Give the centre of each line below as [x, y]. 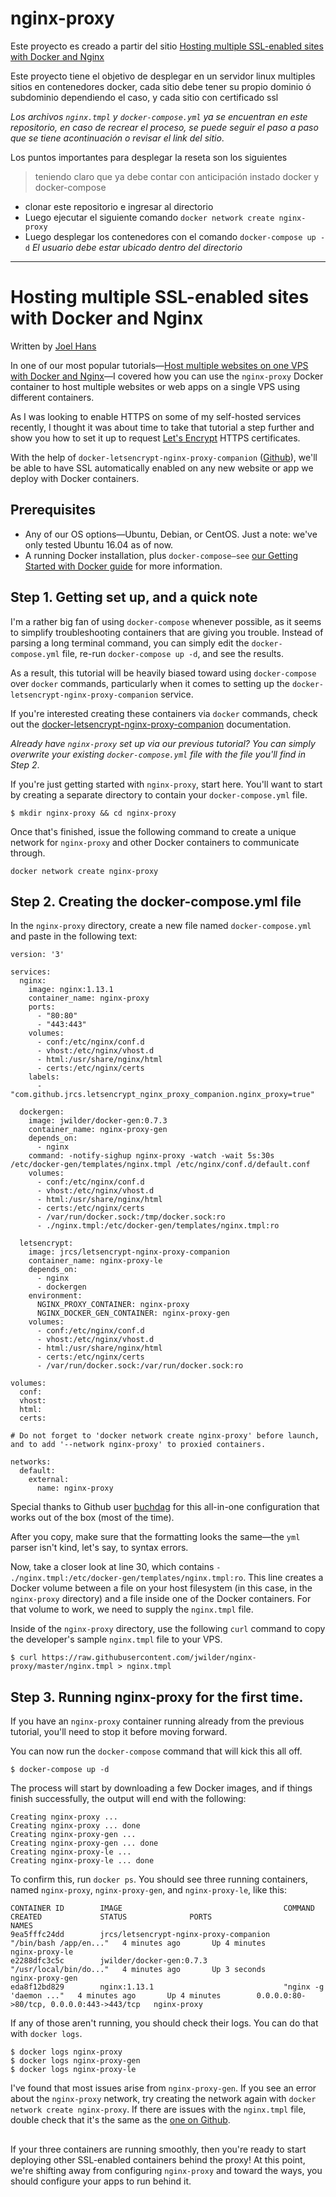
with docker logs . [46, 2034]
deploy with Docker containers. [75, 478]
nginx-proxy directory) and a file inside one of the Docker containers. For [161, 1599]
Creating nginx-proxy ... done [75, 1826]
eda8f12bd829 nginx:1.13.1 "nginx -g [167, 1987]
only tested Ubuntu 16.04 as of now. [99, 544]
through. [28, 853]
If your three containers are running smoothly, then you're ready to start [158, 2149]
